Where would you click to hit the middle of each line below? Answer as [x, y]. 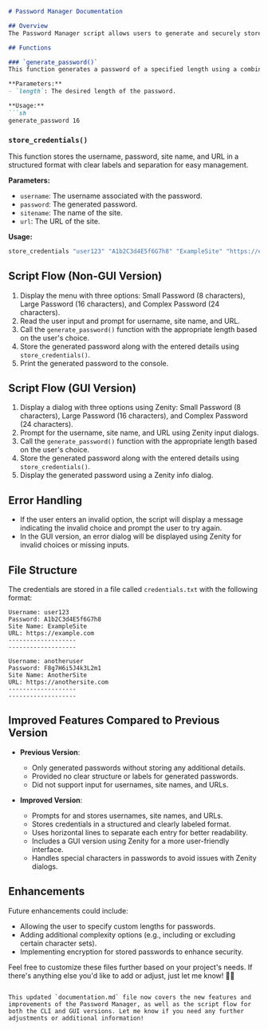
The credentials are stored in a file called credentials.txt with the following [133, 590]
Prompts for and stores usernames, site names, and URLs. [127, 815]
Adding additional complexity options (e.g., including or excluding [128, 934]
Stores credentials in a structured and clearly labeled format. [131, 824]
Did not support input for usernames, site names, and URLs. [130, 784]
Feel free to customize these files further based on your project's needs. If [130, 967]
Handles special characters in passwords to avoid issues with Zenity [144, 858]
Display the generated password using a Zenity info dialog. [116, 476]
